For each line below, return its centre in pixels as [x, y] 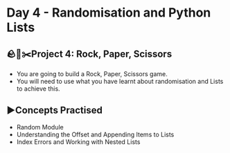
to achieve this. [38, 89]
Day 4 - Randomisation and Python [109, 13]
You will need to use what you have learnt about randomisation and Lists [120, 81]
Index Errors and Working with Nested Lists [78, 142]
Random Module [40, 127]
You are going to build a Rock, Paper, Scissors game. [92, 74]
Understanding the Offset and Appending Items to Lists [95, 134]
